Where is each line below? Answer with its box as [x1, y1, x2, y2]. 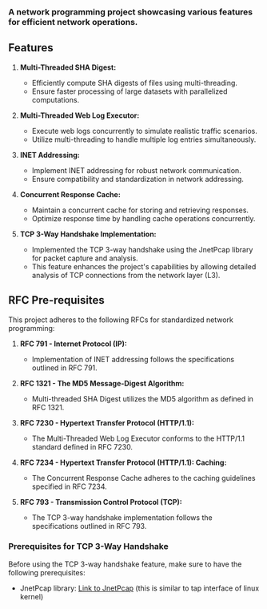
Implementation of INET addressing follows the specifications [31, 354, 234, 364]
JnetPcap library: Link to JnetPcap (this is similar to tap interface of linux [19, 583, 260, 593]
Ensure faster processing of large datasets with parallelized [31, 87, 228, 96]
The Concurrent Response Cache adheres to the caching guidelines [31, 473, 256, 482]
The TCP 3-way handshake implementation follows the [31, 512, 213, 522]
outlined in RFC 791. [31, 363, 98, 373]
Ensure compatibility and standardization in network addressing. [31, 174, 244, 184]
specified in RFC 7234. [31, 482, 108, 491]
